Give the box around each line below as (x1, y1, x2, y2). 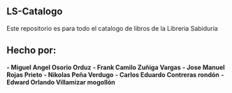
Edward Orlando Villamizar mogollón (6, 78, 116, 86)
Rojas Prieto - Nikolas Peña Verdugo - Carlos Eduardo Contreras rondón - (6, 70, 224, 79)
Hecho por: (6, 45, 57, 57)
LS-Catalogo (6, 6, 63, 17)
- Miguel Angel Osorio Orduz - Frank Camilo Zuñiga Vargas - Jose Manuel (6, 63, 225, 71)
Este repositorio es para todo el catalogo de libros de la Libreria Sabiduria (6, 24, 218, 32)
